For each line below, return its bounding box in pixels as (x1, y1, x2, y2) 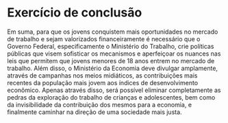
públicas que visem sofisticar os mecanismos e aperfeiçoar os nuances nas (7, 49, 221, 58)
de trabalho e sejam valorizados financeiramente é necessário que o (7, 34, 201, 43)
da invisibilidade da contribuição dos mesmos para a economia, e (7, 100, 192, 109)
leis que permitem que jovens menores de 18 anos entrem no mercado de (7, 56, 215, 65)
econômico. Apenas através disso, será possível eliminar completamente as (7, 86, 221, 94)
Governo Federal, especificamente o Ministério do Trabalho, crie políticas (7, 42, 214, 50)
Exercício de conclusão (7, 5, 142, 21)
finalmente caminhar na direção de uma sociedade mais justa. (7, 108, 183, 116)
